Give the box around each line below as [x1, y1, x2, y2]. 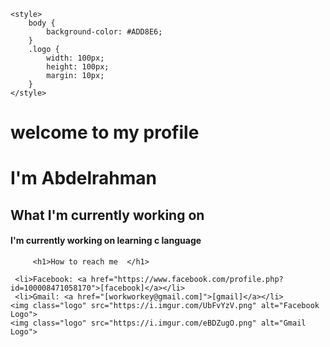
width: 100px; [46, 53, 105, 63]
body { [28, 18, 56, 28]
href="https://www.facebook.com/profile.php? [90, 274, 284, 284]
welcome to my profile [10, 121, 200, 144]
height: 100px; [46, 62, 110, 72]
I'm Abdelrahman [10, 167, 157, 190]
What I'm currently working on [10, 206, 205, 224]
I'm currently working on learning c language [10, 235, 202, 247]
